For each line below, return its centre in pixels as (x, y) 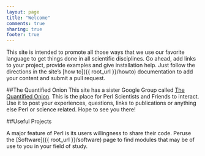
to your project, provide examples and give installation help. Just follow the (101, 65)
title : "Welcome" (28, 18)
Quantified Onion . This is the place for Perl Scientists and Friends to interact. (103, 97)
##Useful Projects (29, 121)
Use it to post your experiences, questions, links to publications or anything (102, 103)
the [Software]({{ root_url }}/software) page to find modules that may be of (100, 140)
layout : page (23, 12)
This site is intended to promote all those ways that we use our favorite (95, 52)
